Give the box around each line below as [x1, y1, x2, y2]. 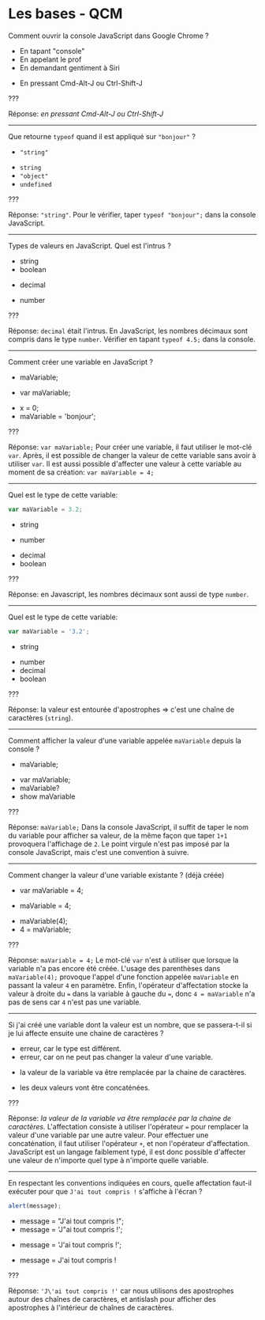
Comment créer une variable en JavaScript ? [8, 357, 154, 366]
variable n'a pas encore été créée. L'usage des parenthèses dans [8, 963, 221, 973]
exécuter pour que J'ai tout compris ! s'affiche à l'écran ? [8, 1186, 203, 1196]
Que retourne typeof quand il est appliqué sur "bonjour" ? [8, 131, 196, 141]
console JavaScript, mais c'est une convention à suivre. [8, 847, 189, 857]
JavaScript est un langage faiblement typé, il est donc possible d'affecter [8, 1147, 246, 1156]
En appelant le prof [19, 55, 82, 64]
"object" [19, 172, 49, 180]
